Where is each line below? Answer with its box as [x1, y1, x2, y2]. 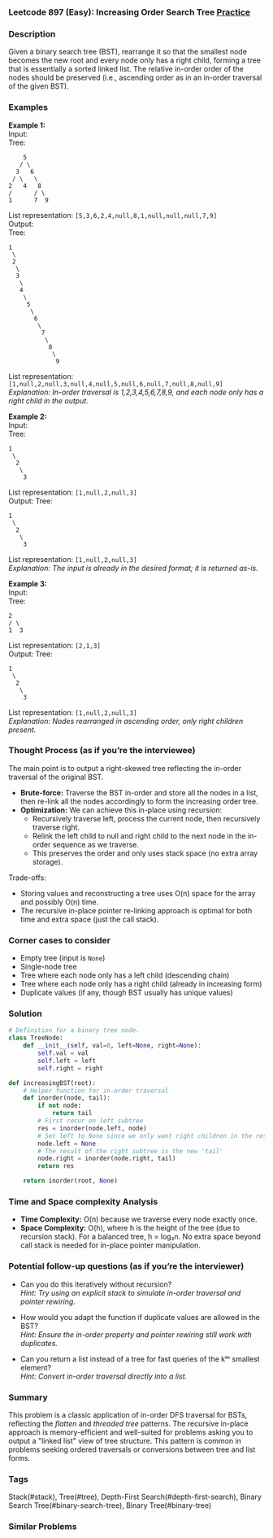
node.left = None [37, 1139, 96, 1148]
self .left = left [37, 1057, 96, 1065]
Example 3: [8, 578, 47, 588]
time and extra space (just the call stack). [19, 914, 159, 924]
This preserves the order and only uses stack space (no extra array [32, 848, 258, 858]
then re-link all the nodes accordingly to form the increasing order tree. [19, 796, 258, 806]
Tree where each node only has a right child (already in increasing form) [19, 979, 262, 989]
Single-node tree [19, 962, 77, 972]
